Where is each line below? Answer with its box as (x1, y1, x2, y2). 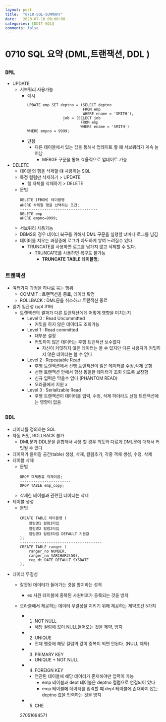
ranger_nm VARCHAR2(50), (29, 553, 80, 558)
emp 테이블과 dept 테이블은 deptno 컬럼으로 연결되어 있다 (42, 679, 155, 685)
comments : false (5, 26, 39, 31)
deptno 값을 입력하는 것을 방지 (42, 692, 102, 698)
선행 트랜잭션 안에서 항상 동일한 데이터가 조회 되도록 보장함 (34, 369, 149, 375)
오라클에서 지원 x (34, 381, 68, 387)
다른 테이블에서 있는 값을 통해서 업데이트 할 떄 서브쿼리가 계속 (34, 144, 154, 150)
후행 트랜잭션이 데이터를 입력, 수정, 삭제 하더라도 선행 (34, 393, 138, 398)
